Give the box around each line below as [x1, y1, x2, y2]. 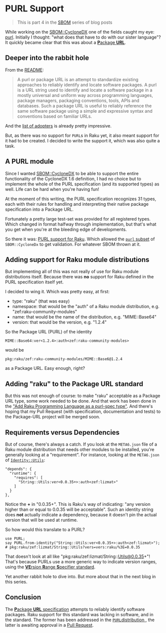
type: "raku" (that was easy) [12, 298, 70, 304]
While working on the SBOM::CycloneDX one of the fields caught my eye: [5, 29, 155, 35]
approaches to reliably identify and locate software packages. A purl [17, 82, 157, 88]
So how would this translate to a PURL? [5, 527, 85, 532]
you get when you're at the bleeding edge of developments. [5, 226, 127, 232]
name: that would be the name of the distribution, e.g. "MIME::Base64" [12, 314, 157, 320]
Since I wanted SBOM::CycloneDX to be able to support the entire [5, 170, 139, 176]
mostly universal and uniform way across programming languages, [17, 92, 153, 98]
